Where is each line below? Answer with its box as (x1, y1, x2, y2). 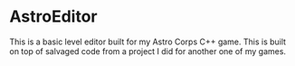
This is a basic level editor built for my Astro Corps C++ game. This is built (9, 36, 287, 47)
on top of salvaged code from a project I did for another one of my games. (9, 45, 287, 56)
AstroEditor (9, 6, 98, 27)
